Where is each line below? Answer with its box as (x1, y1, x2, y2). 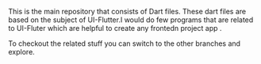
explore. (8, 47, 36, 56)
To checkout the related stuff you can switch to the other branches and (8, 39, 240, 48)
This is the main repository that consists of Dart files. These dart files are (8, 7, 247, 16)
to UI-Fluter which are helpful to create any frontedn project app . (8, 24, 222, 32)
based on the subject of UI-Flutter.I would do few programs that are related (8, 15, 254, 24)
